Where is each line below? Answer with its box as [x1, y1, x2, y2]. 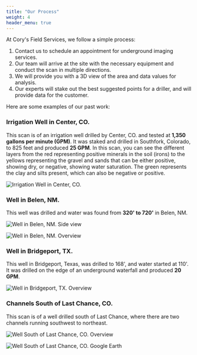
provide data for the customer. [14, 91, 89, 99]
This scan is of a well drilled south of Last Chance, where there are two [6, 313, 179, 320]
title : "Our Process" [6, 8, 60, 15]
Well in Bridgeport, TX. [6, 247, 73, 255]
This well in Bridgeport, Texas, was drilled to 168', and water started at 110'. [6, 261, 189, 268]
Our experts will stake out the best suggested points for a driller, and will [14, 85, 192, 93]
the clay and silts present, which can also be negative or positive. [6, 169, 166, 176]
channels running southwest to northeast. [6, 319, 108, 327]
